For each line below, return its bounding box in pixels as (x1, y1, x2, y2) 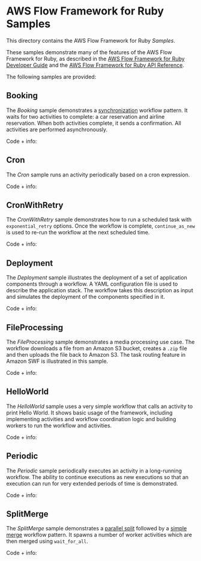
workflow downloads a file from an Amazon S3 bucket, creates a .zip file (6, 345, 187, 352)
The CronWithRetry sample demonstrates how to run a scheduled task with (6, 216, 192, 224)
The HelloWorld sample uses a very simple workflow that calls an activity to (6, 403, 193, 410)
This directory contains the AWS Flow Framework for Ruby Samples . (6, 37, 176, 44)
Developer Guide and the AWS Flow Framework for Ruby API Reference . (6, 61, 185, 69)
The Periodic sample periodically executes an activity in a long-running (6, 467, 182, 474)
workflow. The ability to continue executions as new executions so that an (6, 473, 189, 480)
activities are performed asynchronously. (6, 125, 108, 133)
